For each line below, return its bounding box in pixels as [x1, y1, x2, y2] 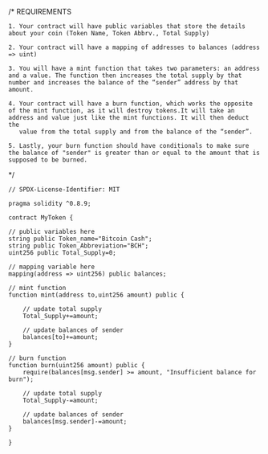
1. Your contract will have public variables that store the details [8, 22, 246, 31]
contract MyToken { [8, 214, 74, 222]
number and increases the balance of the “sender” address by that [8, 79, 239, 87]
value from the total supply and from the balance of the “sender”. [18, 128, 253, 136]
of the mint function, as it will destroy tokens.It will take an [8, 107, 235, 115]
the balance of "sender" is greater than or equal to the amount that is [8, 149, 261, 157]
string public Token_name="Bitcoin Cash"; [8, 235, 152, 243]
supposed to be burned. [8, 156, 88, 164]
